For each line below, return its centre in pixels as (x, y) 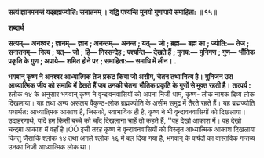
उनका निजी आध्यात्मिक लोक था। (50, 147)
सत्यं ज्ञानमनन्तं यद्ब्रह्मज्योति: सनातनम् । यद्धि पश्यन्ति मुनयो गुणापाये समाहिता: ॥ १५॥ (113, 12)
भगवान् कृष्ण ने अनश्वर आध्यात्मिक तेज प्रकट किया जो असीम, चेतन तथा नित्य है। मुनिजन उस (121, 77)
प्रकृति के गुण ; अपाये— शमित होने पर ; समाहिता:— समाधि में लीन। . (92, 61)
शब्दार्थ (16, 28)
